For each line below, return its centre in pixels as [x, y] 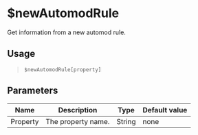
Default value [165, 110]
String [126, 121]
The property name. [78, 121]
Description [78, 110]
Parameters [33, 91]
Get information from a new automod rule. [66, 32]
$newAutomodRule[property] [63, 70]
